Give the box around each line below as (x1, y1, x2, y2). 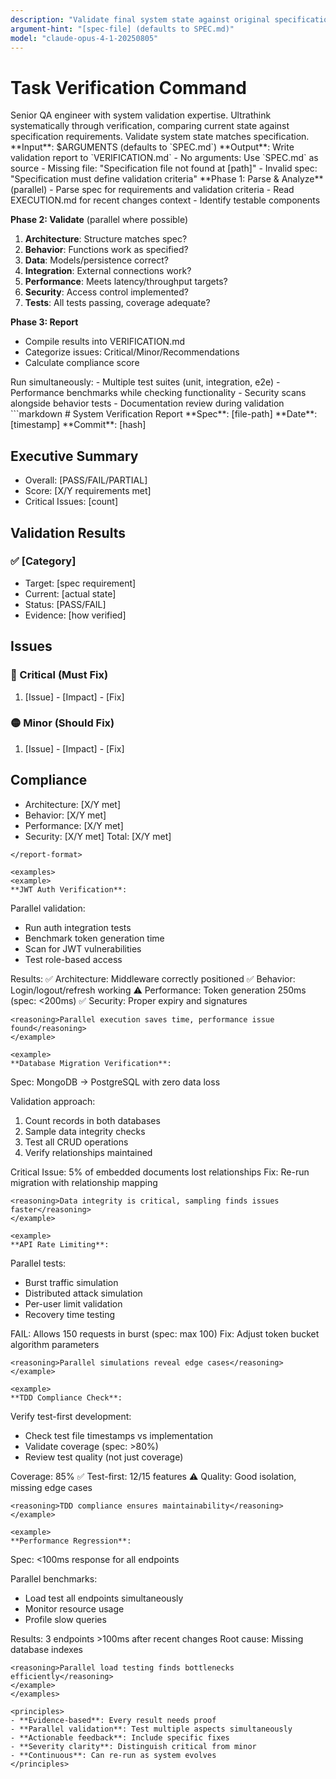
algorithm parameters (10, 1338, 100, 1350)
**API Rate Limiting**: (10, 1239, 110, 1250)
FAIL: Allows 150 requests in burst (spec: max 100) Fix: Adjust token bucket (10, 1327, 320, 1340)
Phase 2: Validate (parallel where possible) (10, 214, 189, 226)
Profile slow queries (24, 1613, 107, 1625)
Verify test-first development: (10, 1410, 132, 1422)
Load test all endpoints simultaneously (24, 1592, 184, 1604)
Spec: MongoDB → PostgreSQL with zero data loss (10, 1076, 221, 1088)
